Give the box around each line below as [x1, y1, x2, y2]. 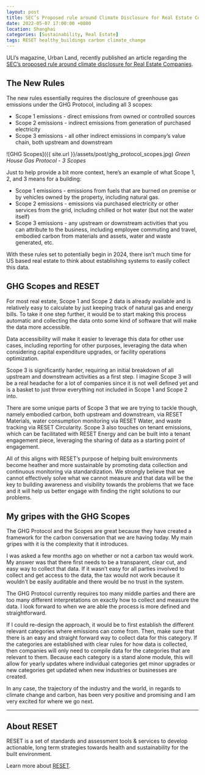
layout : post [6, 9, 40, 15]
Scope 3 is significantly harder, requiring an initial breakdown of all [6, 366, 174, 374]
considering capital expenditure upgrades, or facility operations [6, 348, 167, 355]
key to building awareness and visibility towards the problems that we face [6, 480, 194, 488]
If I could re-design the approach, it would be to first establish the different [6, 621, 194, 629]
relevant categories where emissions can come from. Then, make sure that [6, 627, 195, 635]
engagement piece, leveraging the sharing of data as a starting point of [6, 437, 185, 444]
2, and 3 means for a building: [6, 175, 82, 182]
